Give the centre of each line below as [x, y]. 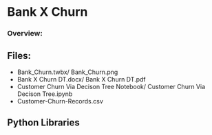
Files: [19, 56]
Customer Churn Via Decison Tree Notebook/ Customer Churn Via [111, 86]
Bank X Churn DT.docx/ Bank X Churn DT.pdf [81, 79]
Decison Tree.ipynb [45, 94]
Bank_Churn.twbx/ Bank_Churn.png [67, 72]
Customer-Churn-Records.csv [60, 101]
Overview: [25, 34]
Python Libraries [44, 123]
